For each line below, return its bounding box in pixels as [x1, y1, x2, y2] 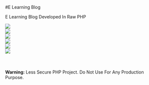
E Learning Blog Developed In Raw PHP [5, 14, 86, 19]
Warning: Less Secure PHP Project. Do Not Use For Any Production [5, 69, 144, 75]
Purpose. [5, 75, 24, 80]
